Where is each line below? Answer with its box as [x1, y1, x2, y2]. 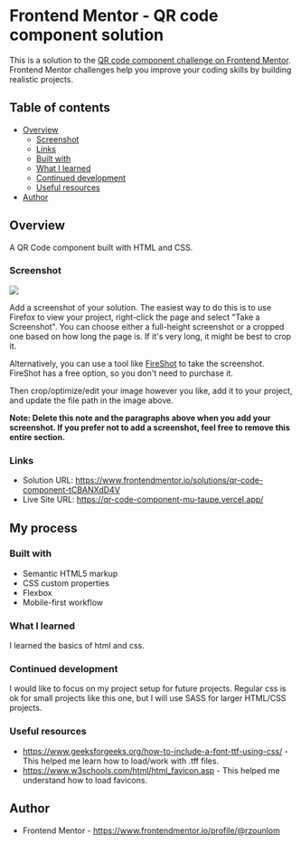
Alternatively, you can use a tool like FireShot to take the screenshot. [9, 358, 265, 369]
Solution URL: [22, 475, 74, 485]
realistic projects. [9, 73, 74, 84]
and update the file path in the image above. [9, 395, 174, 406]
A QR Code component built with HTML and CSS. [9, 242, 193, 253]
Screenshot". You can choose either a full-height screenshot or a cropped [9, 321, 285, 331]
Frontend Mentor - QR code [9, 5, 219, 26]
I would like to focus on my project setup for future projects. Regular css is [9, 683, 287, 694]
